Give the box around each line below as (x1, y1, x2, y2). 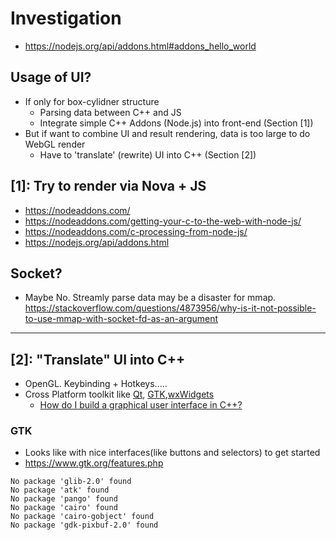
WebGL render (24, 138, 86, 150)
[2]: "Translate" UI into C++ (10, 351, 186, 368)
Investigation (10, 7, 122, 30)
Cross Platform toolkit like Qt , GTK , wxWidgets (24, 388, 215, 401)
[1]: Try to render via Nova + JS (10, 178, 207, 195)
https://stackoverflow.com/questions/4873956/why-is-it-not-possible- (24, 302, 317, 314)
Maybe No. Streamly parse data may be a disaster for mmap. (24, 292, 277, 304)
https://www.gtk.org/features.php (24, 457, 164, 469)
